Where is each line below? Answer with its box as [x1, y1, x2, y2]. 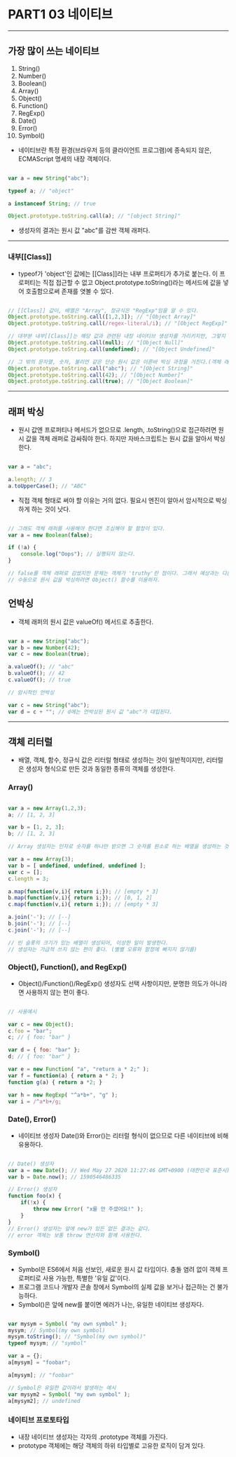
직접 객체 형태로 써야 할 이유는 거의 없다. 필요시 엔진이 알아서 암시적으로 [18, 496, 214, 504]
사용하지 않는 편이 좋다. [25, 988, 90, 996]
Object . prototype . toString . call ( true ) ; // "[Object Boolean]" [8, 378, 193, 385]
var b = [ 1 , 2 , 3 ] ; [8, 824, 65, 831]
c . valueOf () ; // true [8, 676, 71, 684]
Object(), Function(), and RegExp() [8, 962, 127, 972]
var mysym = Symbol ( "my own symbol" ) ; [8, 1320, 128, 1327]
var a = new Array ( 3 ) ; [8, 856, 74, 863]
